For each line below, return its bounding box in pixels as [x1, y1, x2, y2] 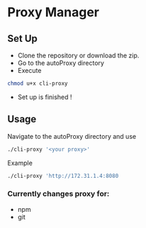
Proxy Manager [7, 4, 100, 21]
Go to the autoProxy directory [17, 59, 105, 67]
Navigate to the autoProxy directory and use [7, 132, 137, 140]
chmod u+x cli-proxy [7, 80, 69, 87]
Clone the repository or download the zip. [17, 51, 140, 59]
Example [7, 159, 33, 167]
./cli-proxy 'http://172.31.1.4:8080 [7, 172, 119, 179]
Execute [17, 67, 42, 74]
